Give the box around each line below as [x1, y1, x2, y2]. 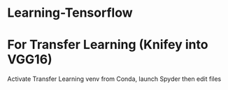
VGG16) [7, 52, 52, 68]
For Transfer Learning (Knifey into [7, 37, 208, 53]
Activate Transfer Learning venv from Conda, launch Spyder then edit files [7, 75, 222, 83]
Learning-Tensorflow [7, 5, 133, 21]
